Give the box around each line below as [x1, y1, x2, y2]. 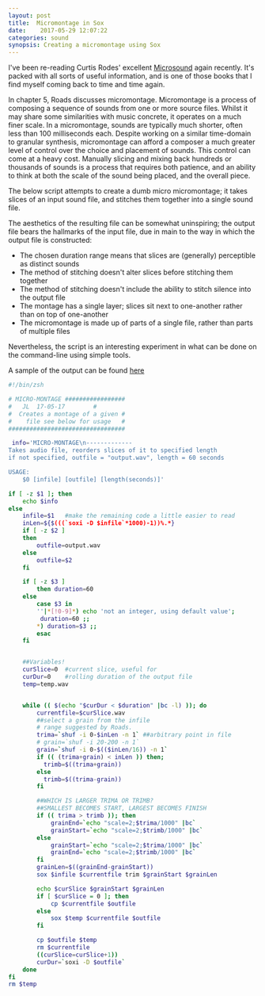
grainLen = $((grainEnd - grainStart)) [36, 864, 154, 871]
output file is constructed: [8, 236, 93, 245]
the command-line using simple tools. [8, 351, 131, 360]
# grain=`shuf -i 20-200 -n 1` [36, 738, 140, 746]
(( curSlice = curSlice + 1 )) [36, 951, 119, 959]
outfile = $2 [36, 556, 73, 564]
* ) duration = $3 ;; [36, 622, 97, 630]
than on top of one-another [19, 310, 109, 320]
